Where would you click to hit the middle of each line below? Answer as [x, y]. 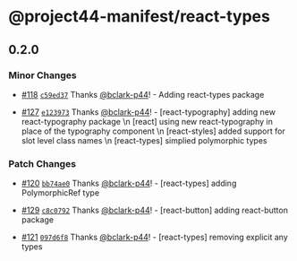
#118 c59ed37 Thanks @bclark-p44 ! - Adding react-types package [143, 94]
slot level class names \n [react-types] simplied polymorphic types [144, 140]
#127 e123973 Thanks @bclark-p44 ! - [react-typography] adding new [148, 112]
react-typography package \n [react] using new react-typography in [147, 121]
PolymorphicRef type [60, 193]
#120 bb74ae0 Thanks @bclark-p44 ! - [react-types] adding [129, 183]
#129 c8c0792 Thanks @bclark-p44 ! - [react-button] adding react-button [154, 210]
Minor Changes [42, 75]
